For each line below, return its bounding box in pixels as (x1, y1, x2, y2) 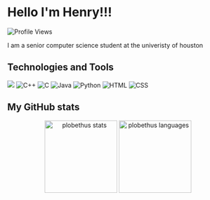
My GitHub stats (7, 101, 80, 113)
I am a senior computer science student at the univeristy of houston (7, 41, 204, 49)
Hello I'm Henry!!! (7, 4, 112, 20)
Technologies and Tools (7, 61, 114, 74)
